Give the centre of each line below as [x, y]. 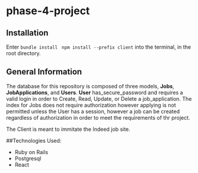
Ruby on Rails [31, 152]
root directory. [24, 53]
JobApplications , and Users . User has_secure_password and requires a [95, 92]
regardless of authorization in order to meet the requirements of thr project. [98, 117]
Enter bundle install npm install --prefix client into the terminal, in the [99, 47]
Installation [27, 33]
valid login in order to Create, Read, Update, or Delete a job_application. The [99, 98]
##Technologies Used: [34, 140]
